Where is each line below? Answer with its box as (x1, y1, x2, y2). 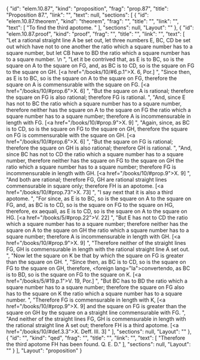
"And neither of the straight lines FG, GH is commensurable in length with (6, 315, 186, 322)
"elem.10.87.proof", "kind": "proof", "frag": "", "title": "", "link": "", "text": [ (6, 30, 185, 38)
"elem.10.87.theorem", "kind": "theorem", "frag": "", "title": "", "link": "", (6, 18, 179, 24)
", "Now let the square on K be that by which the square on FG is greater (6, 252, 184, 259)
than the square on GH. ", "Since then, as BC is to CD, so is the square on (6, 259, 186, 265)
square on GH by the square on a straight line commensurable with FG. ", (6, 309, 186, 316)
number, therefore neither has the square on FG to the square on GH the (6, 157, 184, 164)
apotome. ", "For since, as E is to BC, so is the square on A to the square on (6, 195, 192, 202)
